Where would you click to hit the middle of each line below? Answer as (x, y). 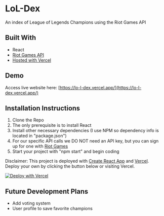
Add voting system (31, 203)
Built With (20, 38)
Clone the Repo (28, 120)
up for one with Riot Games (40, 146)
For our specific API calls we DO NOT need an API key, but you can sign (85, 141)
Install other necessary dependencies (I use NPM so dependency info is (85, 131)
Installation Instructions (43, 108)
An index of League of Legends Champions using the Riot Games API (76, 22)
